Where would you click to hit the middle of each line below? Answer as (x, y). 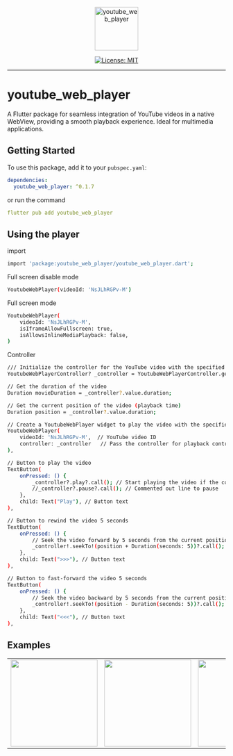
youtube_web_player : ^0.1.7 (54, 187)
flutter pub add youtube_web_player (60, 213)
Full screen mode (32, 303)
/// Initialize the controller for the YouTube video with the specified (116, 368)
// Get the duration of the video (57, 387)
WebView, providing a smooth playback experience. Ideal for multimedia (110, 121)
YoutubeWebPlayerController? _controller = (71, 374)
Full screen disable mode (43, 277)
